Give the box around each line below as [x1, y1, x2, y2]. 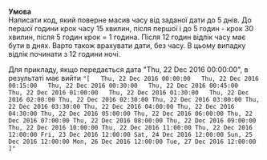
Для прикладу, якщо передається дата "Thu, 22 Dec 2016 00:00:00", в [8, 65, 249, 74]
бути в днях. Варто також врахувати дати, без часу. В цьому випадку [8, 41, 246, 50]
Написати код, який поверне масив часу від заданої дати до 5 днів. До [8, 15, 253, 25]
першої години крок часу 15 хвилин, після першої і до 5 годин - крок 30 [8, 24, 254, 33]
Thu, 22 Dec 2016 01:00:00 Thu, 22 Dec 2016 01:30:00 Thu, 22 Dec [8, 89, 249, 97]
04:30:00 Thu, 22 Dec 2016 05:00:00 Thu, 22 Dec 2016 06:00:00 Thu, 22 [8, 110, 253, 118]
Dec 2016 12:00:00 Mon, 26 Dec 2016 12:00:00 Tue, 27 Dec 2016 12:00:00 [8, 138, 257, 146]
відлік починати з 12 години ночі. [8, 50, 121, 58]
